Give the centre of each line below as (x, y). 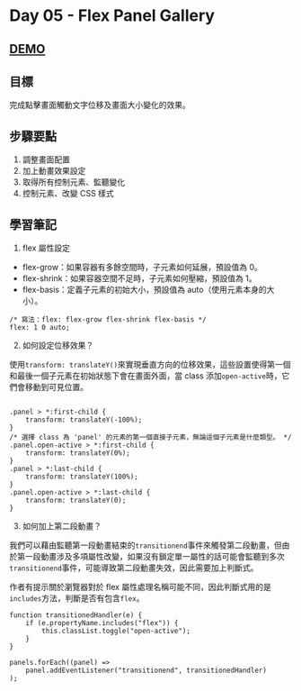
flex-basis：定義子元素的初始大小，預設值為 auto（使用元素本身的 (144, 290)
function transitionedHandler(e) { (76, 615)
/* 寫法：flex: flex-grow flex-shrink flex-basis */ (108, 320)
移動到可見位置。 (56, 387)
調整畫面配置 (46, 159)
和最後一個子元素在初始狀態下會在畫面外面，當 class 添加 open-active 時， (146, 376)
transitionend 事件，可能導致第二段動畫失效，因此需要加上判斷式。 (134, 568)
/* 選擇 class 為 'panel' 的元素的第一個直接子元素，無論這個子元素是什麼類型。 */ (150, 438)
